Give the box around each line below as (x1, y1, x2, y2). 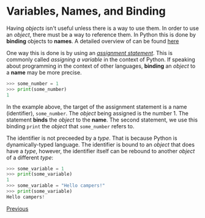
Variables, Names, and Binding (6, 4, 166, 18)
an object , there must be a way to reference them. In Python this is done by (6, 31, 196, 38)
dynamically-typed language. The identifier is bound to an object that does (6, 140, 195, 148)
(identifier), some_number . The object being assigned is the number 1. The (6, 109, 188, 117)
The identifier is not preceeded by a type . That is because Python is (6, 134, 177, 142)
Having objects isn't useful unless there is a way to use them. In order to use (6, 24, 199, 32)
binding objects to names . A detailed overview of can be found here (6, 37, 179, 45)
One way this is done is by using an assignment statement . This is (6, 49, 173, 56)
